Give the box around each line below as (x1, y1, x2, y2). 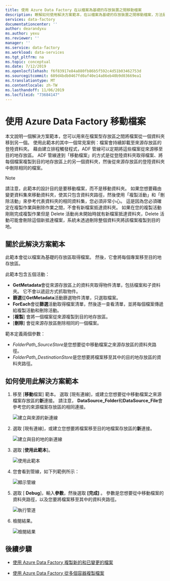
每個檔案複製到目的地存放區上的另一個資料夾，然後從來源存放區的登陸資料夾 (5, 159, 165, 165)
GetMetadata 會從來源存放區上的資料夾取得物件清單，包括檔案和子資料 (12, 282, 161, 288)
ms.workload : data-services (5, 50, 65, 55)
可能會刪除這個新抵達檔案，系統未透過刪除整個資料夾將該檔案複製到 (9, 217, 152, 223)
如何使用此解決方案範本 (5, 377, 78, 385)
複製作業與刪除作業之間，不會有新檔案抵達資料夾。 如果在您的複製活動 (14, 205, 162, 211)
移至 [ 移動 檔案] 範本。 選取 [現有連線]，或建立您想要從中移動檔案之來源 (12, 391, 162, 397)
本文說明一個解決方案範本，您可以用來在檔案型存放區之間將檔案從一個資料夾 (5, 133, 165, 139)
